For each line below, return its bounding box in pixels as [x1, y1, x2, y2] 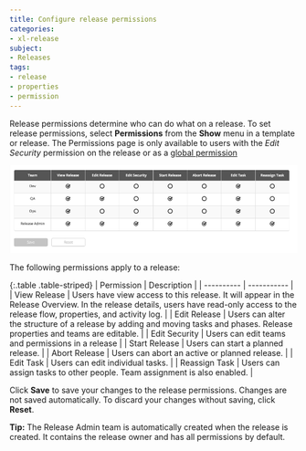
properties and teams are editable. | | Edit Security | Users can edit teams [9, 328, 286, 339]
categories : [9, 24, 55, 34]
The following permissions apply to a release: [9, 261, 181, 273]
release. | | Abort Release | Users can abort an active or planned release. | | [9, 347, 294, 358]
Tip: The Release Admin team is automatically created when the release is [9, 421, 289, 433]
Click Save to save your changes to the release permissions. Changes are [9, 384, 288, 395]
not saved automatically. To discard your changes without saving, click [9, 393, 276, 405]
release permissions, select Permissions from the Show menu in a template [9, 128, 295, 139]
